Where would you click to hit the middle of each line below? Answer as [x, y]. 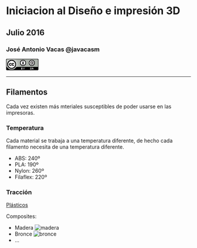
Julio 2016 [26, 33]
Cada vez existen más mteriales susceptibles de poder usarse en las [89, 106]
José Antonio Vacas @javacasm [53, 49]
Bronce [23, 234]
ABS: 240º [27, 158]
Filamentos [27, 92]
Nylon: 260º [29, 170]
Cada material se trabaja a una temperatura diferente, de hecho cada [89, 140]
